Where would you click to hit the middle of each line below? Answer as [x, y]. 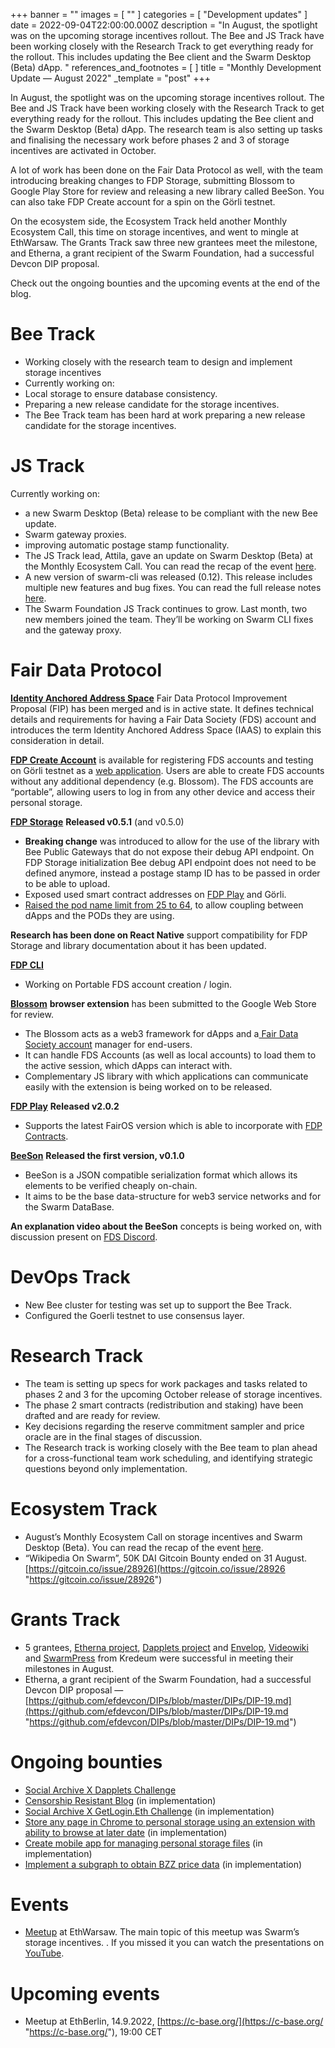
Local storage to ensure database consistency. [121, 393]
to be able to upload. [67, 883]
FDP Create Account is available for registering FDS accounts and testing [162, 760]
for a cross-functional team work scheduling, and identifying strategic [168, 1458]
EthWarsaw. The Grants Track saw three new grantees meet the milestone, [164, 242]
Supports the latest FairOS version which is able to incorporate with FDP [173, 1125]
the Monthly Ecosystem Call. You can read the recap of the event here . [170, 566]
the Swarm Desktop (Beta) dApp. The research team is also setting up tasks [166, 129]
